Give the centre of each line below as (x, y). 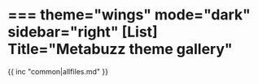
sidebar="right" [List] (83, 32)
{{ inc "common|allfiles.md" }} (58, 71)
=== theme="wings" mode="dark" (129, 15)
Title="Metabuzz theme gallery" (120, 49)
